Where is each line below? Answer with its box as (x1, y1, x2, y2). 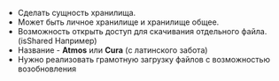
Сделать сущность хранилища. (17, 8, 136, 18)
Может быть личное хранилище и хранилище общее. (17, 17, 220, 27)
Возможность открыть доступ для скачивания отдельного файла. (17, 26, 267, 36)
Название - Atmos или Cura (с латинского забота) (17, 45, 208, 55)
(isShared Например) (17, 35, 97, 46)
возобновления (17, 63, 77, 74)
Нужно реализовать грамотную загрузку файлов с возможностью (17, 55, 270, 64)
